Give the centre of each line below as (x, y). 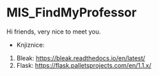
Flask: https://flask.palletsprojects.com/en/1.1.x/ (84, 65)
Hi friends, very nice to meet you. (54, 31)
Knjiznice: (30, 45)
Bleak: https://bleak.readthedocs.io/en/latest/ (81, 58)
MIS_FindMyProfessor (72, 13)
